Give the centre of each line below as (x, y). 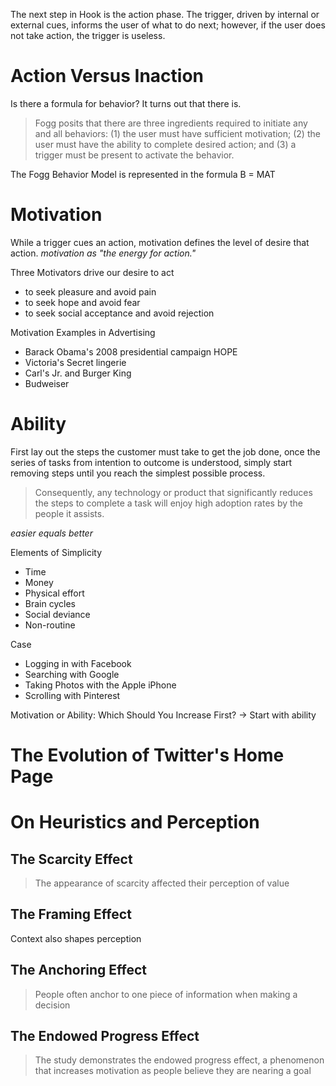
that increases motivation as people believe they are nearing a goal (173, 1071)
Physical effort (54, 593)
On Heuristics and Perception (135, 822)
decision (52, 1005)
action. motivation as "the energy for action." (103, 253)
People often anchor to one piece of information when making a (166, 994)
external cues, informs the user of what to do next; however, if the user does (168, 25)
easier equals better (51, 533)
